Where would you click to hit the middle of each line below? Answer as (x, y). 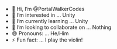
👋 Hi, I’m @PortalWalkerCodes (48, 9)
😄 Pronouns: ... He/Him (40, 33)
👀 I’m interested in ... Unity (43, 15)
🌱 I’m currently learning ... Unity (50, 21)
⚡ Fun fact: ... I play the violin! (47, 40)
